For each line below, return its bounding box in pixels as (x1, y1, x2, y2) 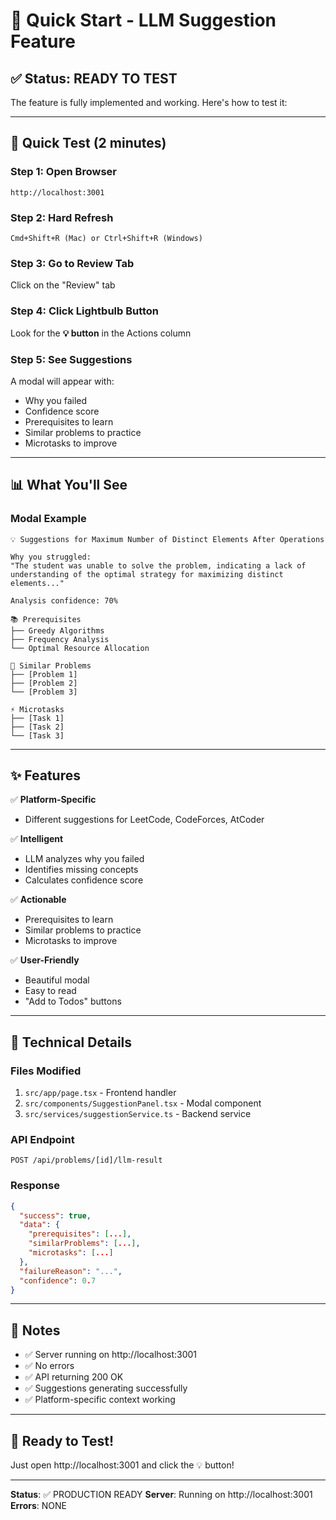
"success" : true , (19, 1210, 92, 1221)
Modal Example (10, 512, 87, 526)
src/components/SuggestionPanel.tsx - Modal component (24, 1097, 262, 1109)
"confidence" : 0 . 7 (19, 1275, 97, 1286)
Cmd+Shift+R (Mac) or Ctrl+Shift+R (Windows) (10, 233, 203, 243)
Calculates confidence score (24, 874, 144, 886)
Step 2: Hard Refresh (10, 210, 114, 224)
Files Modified (10, 1064, 82, 1078)
